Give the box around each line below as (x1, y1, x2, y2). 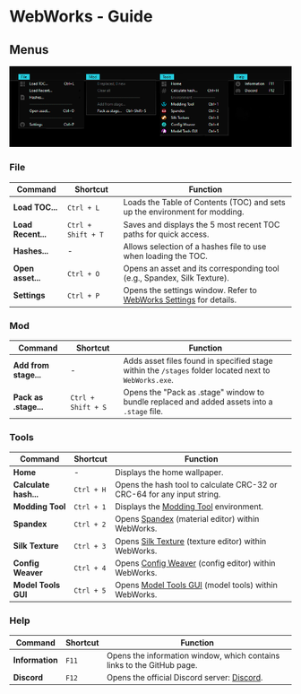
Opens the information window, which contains (106, 650, 280, 661)
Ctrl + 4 (73, 564, 107, 573)
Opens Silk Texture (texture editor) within (115, 535, 267, 546)
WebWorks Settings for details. (123, 294, 237, 306)
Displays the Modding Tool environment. (115, 501, 264, 512)
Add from (13, 360, 49, 371)
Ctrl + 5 (73, 586, 107, 595)
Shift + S (70, 403, 107, 412)
